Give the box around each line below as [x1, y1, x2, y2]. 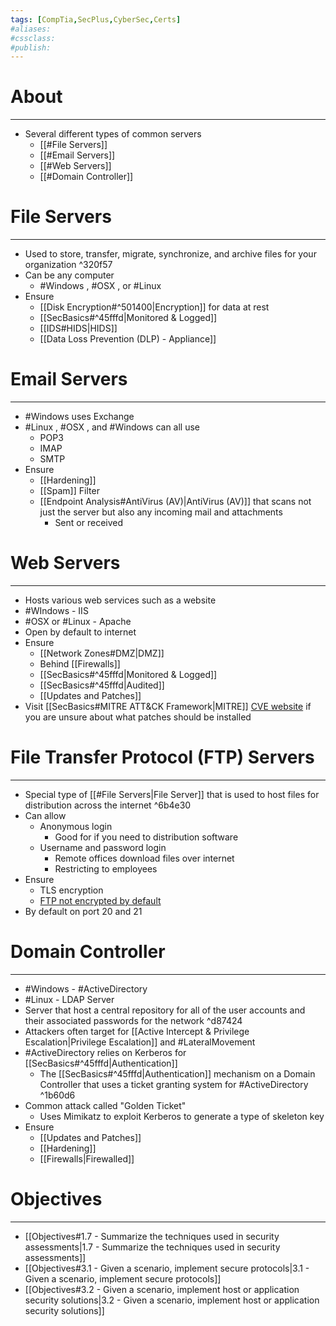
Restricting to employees [54, 862, 158, 875]
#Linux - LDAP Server [24, 993, 115, 1005]
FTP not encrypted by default [39, 894, 162, 906]
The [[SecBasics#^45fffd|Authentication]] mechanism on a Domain [39, 1067, 316, 1080]
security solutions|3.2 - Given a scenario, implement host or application [24, 1294, 320, 1306]
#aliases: [10, 24, 52, 34]
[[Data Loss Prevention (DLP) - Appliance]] [39, 333, 217, 345]
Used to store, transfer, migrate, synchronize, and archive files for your [24, 248, 317, 260]
